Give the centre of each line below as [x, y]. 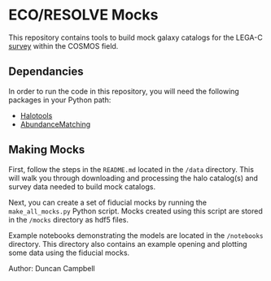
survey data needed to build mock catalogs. [82, 186]
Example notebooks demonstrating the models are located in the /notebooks [136, 235]
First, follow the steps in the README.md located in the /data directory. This [131, 169]
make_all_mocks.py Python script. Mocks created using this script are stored [135, 211]
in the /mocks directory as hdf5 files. [68, 219]
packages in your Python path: [60, 100]
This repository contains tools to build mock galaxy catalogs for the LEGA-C [135, 37]
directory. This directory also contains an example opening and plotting [128, 244]
